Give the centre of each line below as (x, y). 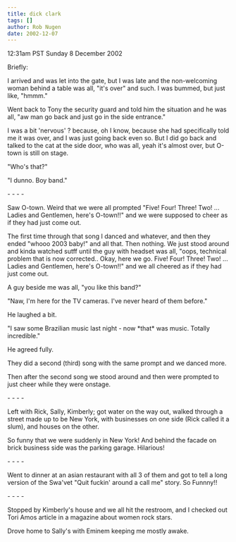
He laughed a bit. (32, 315)
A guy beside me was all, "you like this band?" (74, 288)
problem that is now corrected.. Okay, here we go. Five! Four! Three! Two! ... (118, 259)
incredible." (24, 336)
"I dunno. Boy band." (37, 180)
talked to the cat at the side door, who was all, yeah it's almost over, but (111, 146)
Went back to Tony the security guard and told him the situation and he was (117, 109)
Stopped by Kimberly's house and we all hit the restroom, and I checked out (117, 510)
